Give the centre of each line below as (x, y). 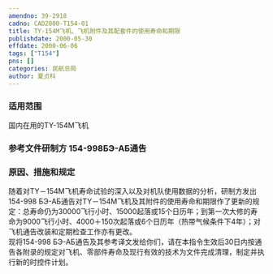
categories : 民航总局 (43, 69)
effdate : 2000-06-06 (43, 46)
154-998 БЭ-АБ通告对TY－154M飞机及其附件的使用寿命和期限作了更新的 (130, 201)
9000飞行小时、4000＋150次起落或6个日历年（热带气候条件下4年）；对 (142, 222)
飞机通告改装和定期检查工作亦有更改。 (72, 232)
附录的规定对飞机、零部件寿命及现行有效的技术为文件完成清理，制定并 (140, 252)
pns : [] (22, 62)
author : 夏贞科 (32, 76)
